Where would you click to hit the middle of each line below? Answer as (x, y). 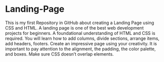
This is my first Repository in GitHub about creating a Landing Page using (80, 23)
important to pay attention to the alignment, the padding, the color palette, (81, 49)
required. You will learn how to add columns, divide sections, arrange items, (82, 38)
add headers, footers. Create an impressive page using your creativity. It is (81, 43)
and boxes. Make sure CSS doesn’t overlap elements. (60, 54)
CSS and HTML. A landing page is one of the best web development (75, 28)
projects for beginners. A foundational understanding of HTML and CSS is (80, 33)
